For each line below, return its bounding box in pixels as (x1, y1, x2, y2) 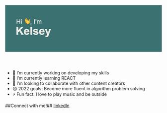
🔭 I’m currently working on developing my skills (12, 70, 109, 76)
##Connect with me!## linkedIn (5, 103, 70, 109)
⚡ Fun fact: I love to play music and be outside (12, 91, 107, 97)
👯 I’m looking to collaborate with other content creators (12, 80, 125, 86)
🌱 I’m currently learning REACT (12, 75, 76, 81)
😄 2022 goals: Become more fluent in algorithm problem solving (12, 86, 145, 92)
